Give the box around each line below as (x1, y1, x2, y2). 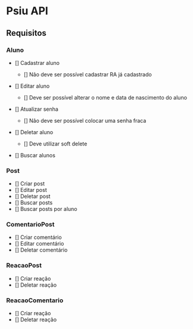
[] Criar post (14, 180, 45, 187)
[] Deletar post (14, 193, 51, 200)
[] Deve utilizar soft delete (23, 140, 88, 147)
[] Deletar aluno (14, 128, 54, 135)
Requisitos (6, 28, 46, 38)
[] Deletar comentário (14, 246, 68, 254)
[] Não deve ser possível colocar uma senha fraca (23, 117, 147, 124)
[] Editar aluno (14, 82, 50, 89)
